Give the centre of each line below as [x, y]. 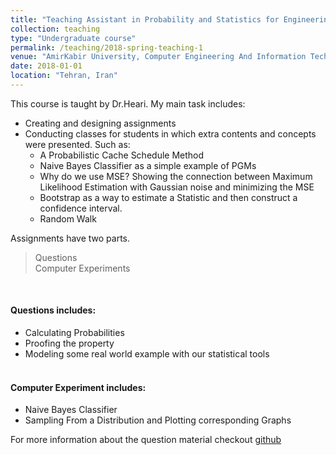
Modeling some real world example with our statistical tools [147, 354]
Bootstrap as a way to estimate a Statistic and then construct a [168, 197]
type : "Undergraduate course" [73, 38]
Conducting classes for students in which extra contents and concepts [170, 133]
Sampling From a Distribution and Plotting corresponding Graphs [158, 420]
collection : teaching [55, 29]
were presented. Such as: [77, 144]
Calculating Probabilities [74, 333]
